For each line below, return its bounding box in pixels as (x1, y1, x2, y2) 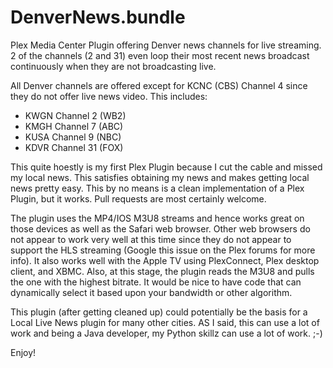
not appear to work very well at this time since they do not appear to (10, 233, 292, 245)
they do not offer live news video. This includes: (10, 90, 208, 102)
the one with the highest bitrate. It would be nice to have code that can (10, 276, 302, 288)
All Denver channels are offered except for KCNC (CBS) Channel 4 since (10, 79, 308, 91)
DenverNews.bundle (10, 6, 186, 29)
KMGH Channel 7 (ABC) (24, 120, 124, 132)
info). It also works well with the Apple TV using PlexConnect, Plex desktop (10, 254, 320, 266)
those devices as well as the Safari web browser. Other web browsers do (10, 222, 311, 235)
